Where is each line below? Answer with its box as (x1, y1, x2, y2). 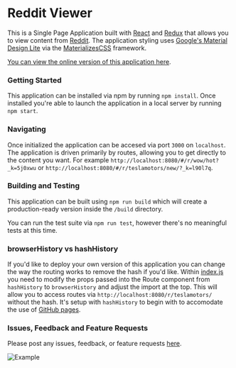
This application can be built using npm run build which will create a (7, 197, 208, 206)
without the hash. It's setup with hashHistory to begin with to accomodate (7, 298, 224, 307)
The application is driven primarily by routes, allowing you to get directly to (7, 148, 226, 157)
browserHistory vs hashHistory (7, 243, 119, 253)
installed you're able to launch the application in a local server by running (7, 99, 222, 107)
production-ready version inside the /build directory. (7, 204, 163, 213)
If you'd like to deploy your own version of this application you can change (7, 260, 226, 268)
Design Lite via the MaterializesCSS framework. (7, 43, 147, 52)
